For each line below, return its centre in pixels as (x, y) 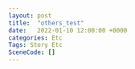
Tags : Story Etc (35, 45)
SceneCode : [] (32, 52)
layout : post (30, 15)
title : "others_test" (46, 23)
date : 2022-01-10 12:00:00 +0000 (68, 30)
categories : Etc (35, 38)
